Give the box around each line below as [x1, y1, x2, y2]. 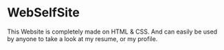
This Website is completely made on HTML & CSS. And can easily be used [7, 27, 218, 36]
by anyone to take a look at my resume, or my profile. [7, 34, 158, 42]
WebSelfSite [7, 5, 80, 21]
